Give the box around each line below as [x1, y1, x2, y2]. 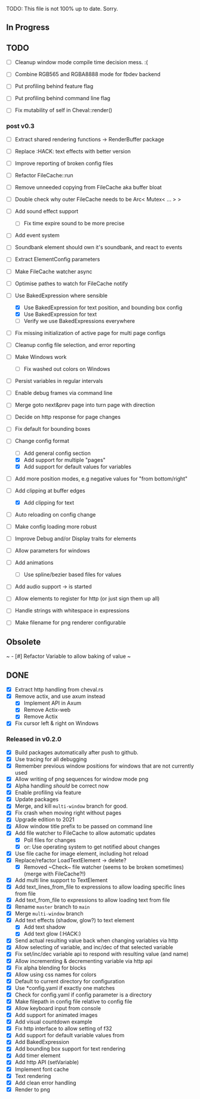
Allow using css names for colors [14, 971, 97, 978]
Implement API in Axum [23, 699, 82, 707]
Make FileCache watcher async [14, 268, 93, 275]
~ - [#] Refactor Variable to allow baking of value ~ [6, 653, 131, 660]
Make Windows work [14, 354, 67, 360]
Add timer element [14, 1052, 61, 1059]
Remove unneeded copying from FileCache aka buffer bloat [14, 184, 162, 191]
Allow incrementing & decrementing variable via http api [14, 957, 153, 964]
